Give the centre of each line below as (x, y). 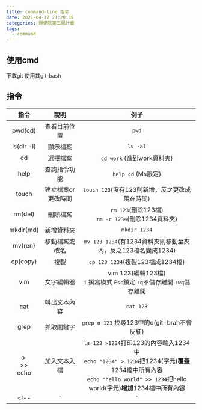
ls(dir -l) (24, 146)
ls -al (136, 146)
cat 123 (137, 306)
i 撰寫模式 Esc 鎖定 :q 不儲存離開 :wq (134, 282)
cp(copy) (24, 261)
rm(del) (24, 214)
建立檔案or (60, 189)
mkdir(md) (24, 230)
